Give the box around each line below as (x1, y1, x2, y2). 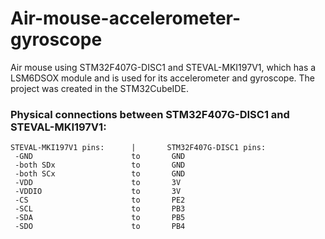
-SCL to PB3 (14, 204, 186, 214)
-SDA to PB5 (14, 213, 186, 223)
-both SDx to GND (14, 160, 186, 171)
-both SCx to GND (14, 169, 186, 179)
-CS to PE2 (14, 195, 186, 206)
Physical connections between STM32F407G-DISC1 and (10, 107, 290, 121)
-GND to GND (14, 152, 186, 162)
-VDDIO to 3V (14, 187, 182, 197)
